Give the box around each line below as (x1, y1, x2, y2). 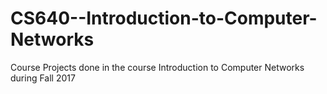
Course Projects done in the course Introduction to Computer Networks (10, 61, 305, 73)
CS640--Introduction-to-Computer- (10, 7, 318, 30)
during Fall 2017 (10, 72, 76, 84)
